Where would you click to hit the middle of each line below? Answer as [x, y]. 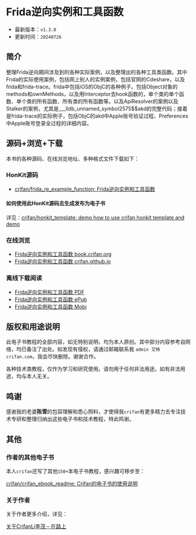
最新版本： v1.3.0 [35, 29]
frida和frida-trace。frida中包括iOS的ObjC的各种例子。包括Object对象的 [92, 87]
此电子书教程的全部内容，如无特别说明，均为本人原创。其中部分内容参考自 [96, 342]
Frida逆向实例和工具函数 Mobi [50, 306]
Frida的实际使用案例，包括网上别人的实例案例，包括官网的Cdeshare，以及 [96, 79]
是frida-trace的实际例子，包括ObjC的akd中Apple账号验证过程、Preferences [97, 116]
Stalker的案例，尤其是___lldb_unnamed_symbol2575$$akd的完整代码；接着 [97, 108]
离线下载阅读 [24, 278]
